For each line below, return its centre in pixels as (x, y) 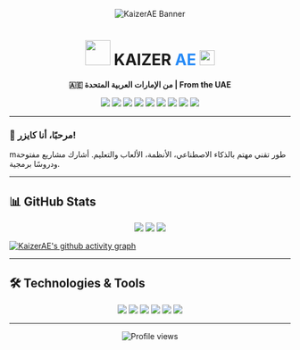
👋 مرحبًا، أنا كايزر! (43, 135)
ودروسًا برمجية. (35, 164)
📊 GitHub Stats (53, 201)
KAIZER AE (155, 60)
